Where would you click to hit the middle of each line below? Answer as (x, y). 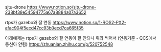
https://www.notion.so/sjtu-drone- (61, 7)
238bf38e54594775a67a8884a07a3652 (46, 12)
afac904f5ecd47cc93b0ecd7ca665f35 (45, 28)
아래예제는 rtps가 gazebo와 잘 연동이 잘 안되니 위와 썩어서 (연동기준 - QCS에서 (81, 38)
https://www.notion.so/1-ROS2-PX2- (89, 22)
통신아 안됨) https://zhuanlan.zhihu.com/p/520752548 (59, 44)
